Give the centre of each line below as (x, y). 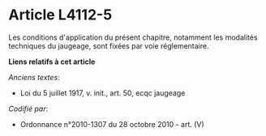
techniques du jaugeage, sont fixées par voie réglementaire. (109, 45)
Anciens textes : (34, 77)
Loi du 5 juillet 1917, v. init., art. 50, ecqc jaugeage (103, 93)
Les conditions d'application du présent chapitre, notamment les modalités (133, 37)
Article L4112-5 (60, 15)
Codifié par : (28, 108)
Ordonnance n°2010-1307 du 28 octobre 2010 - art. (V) (112, 124)
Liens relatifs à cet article (52, 62)
